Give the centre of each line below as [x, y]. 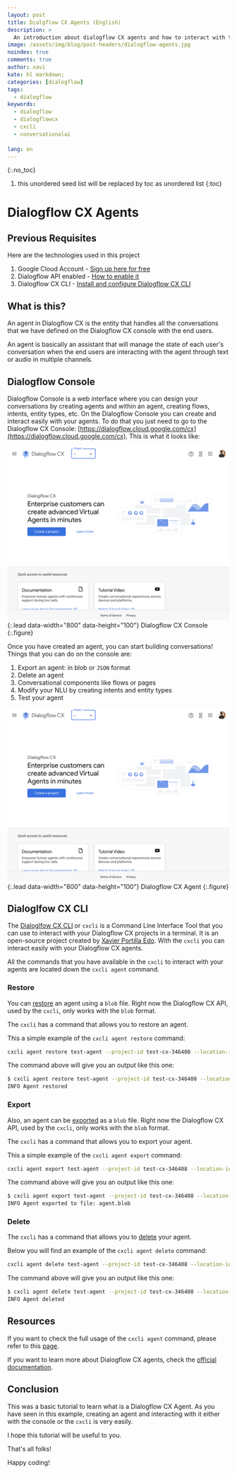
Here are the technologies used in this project [74, 255]
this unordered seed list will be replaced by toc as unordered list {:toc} [120, 184]
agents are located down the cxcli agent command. [84, 969]
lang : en [20, 149]
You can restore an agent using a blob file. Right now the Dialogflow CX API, [118, 1003]
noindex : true [28, 52]
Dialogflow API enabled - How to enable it [78, 276]
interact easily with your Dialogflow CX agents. [75, 948]
